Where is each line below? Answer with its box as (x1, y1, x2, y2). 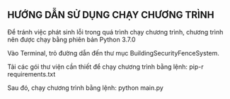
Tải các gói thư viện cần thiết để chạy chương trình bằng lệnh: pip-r (7, 62, 204, 71)
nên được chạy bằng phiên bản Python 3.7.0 (7, 35, 136, 44)
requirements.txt (7, 70, 56, 78)
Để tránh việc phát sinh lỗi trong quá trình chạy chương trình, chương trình (7, 27, 224, 36)
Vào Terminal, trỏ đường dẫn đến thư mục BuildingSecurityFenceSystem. (7, 48, 219, 57)
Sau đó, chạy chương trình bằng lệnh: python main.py (7, 84, 164, 92)
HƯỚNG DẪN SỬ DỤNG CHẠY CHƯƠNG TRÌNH (7, 9, 214, 21)
